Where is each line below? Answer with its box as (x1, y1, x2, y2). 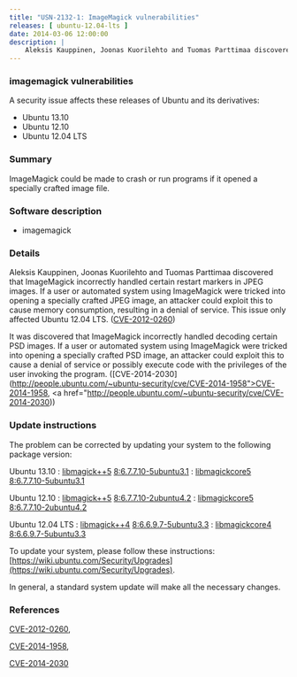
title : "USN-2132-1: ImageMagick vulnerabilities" (9, 12, 200, 22)
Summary (9, 153, 53, 165)
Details (9, 247, 41, 259)
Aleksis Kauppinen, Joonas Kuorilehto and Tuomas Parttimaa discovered (9, 267, 274, 278)
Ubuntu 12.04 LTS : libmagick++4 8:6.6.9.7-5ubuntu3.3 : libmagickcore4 (9, 519, 272, 529)
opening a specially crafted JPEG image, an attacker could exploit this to (9, 296, 273, 306)
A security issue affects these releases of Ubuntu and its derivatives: (9, 95, 260, 106)
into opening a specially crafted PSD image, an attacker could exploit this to (9, 350, 285, 361)
